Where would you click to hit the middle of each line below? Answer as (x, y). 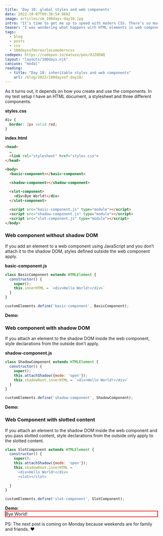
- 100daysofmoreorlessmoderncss (42, 50)
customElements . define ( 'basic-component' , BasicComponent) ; (67, 306)
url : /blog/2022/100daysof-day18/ (49, 77)
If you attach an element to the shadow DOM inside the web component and (81, 430)
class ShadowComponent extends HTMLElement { (52, 362)
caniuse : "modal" (23, 64)
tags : (10, 32)
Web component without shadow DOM (52, 235)
